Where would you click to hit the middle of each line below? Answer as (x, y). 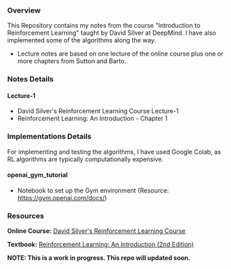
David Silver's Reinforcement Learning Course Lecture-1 (98, 111)
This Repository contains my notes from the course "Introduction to (104, 26)
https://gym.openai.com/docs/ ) (62, 197)
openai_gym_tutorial (38, 175)
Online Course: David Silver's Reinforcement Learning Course (96, 231)
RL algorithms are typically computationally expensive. (85, 159)
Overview (24, 10)
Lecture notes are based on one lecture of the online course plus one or (120, 54)
